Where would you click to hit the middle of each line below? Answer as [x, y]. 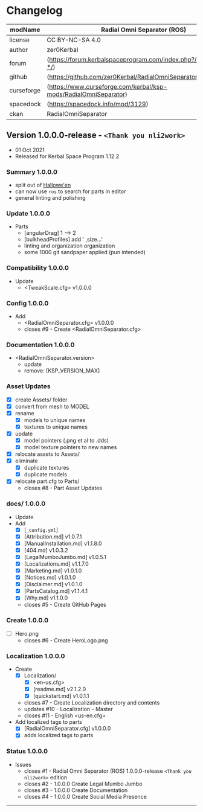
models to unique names [55, 420]
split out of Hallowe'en [43, 185]
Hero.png [27, 633]
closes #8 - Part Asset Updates [63, 488]
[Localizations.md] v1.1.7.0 [56, 564]
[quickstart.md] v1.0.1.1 [61, 696]
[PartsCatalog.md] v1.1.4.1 [56, 591]
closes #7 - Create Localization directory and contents [92, 703]
